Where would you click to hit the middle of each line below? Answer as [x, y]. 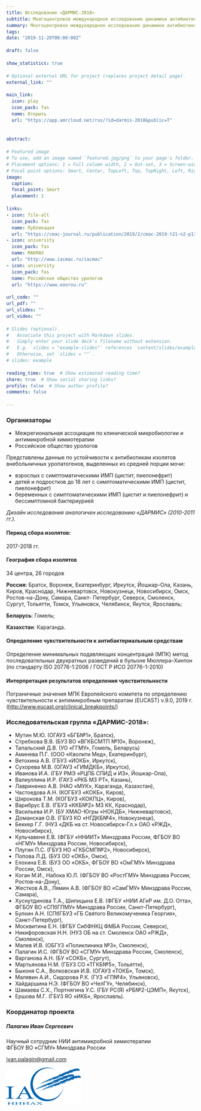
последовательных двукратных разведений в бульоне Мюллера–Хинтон [99, 660]
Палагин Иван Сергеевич [40, 1026]
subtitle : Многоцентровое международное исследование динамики [87, 19]
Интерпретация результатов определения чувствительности [87, 681]
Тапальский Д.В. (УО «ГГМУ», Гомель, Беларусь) [77, 748]
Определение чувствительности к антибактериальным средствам [95, 641]
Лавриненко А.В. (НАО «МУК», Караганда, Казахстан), [85, 786]
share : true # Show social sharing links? [61, 380]
